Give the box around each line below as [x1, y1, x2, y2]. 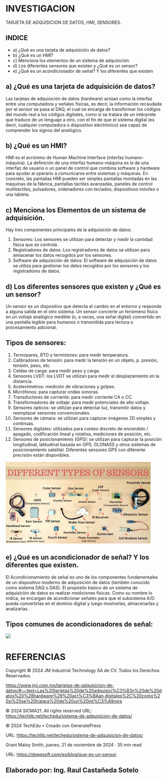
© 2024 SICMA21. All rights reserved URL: [5, 708, 92, 714]
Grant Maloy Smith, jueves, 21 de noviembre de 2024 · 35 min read [5, 742, 142, 748]
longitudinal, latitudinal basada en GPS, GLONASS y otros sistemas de [12, 441, 156, 447]
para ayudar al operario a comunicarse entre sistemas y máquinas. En [5, 171, 148, 177]
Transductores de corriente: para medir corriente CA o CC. [12, 394, 133, 400]
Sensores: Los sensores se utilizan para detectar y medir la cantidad [12, 237, 153, 242]
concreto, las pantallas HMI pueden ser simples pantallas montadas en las [5, 176, 158, 181]
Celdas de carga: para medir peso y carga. [12, 367, 101, 373]
